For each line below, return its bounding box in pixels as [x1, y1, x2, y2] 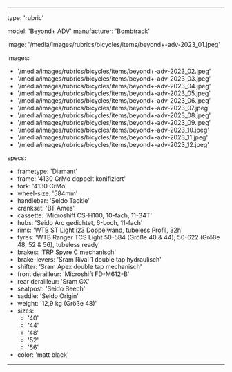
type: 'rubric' [7, 14, 44, 21]
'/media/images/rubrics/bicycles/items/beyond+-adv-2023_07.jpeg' [17, 104, 211, 112]
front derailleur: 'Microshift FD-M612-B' [17, 270, 130, 278]
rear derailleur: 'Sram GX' [17, 277, 90, 285]
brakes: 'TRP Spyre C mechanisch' [17, 248, 117, 256]
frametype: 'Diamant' [17, 167, 78, 175]
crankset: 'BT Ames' [17, 204, 75, 212]
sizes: [17, 306, 35, 315]
